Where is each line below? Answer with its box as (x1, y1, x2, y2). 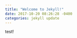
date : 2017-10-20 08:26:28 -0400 (5, 11, 73, 16)
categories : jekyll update (5, 16, 60, 20)
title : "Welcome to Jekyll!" (5, 7, 64, 12)
